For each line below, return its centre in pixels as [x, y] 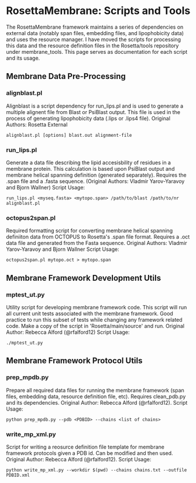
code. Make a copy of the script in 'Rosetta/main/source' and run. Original [95, 326]
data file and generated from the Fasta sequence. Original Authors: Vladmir [97, 243]
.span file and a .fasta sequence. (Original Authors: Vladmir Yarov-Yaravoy [95, 181]
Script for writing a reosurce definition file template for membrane [85, 447]
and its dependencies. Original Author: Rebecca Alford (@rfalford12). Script [97, 402]
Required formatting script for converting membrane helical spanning [90, 231]
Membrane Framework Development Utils [84, 278]
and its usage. [23, 58]
